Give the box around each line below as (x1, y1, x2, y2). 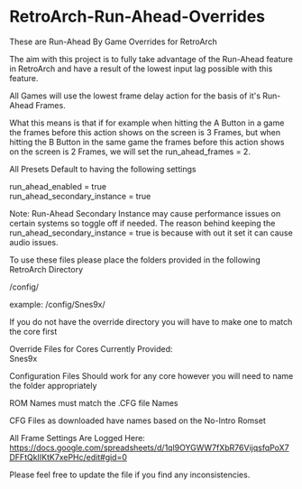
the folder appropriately (9, 380, 97, 391)
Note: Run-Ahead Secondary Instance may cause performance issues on (9, 208, 281, 218)
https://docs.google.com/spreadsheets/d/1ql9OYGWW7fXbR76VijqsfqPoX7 (9, 442, 290, 453)
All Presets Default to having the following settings (9, 163, 197, 174)
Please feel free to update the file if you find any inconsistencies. (9, 469, 251, 480)
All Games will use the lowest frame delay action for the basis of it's (9, 90, 261, 101)
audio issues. (9, 236, 59, 247)
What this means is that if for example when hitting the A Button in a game (9, 117, 285, 128)
